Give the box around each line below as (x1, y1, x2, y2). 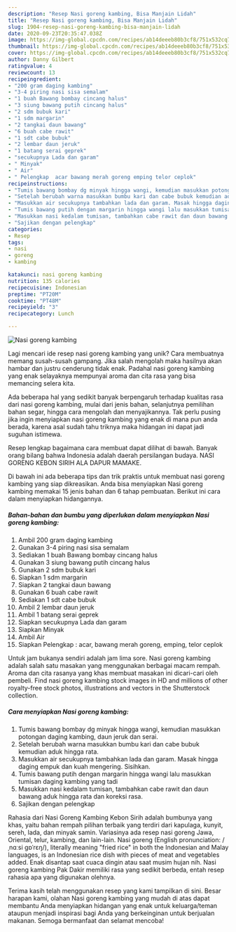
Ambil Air (18, 633, 45, 641)
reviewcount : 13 (8, 69, 55, 76)
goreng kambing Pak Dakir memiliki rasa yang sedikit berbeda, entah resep (8, 865, 225, 874)
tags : (8, 239, 24, 246)
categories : (8, 225, 43, 232)
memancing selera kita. (8, 379, 76, 387)
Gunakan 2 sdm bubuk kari (18, 565, 97, 574)
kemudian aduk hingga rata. (18, 747, 99, 756)
